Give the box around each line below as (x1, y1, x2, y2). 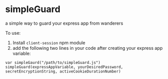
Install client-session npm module (12, 39, 86, 46)
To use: (5, 30, 21, 36)
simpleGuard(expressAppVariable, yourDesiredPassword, (5, 64, 123, 69)
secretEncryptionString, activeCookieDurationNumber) (5, 69, 121, 74)
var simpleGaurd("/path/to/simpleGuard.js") (5, 60, 101, 65)
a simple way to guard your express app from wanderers (5, 20, 123, 26)
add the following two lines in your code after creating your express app (12, 45, 163, 51)
